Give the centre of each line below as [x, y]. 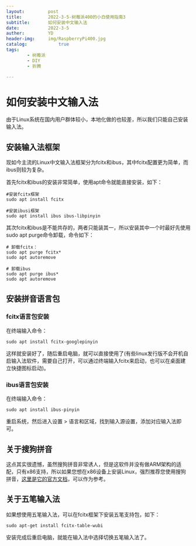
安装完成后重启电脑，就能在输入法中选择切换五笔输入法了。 [78, 537]
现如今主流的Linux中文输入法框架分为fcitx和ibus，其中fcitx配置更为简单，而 [97, 163]
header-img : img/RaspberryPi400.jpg [56, 39]
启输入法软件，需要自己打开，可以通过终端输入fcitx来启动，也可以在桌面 [93, 360]
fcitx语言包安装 [28, 316]
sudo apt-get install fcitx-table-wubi [55, 525]
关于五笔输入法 [33, 499]
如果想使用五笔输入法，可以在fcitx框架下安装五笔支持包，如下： [83, 514]
